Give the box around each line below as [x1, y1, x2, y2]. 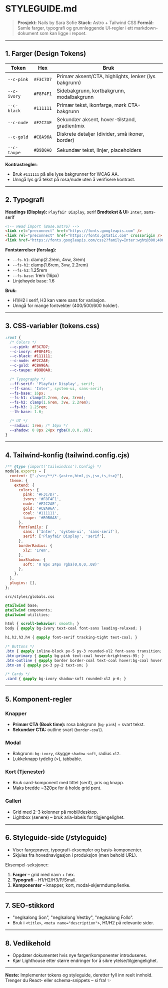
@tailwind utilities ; [5, 612, 50, 617]
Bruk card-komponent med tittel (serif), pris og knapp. [12, 780, 124, 786]
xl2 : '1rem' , [23, 548, 50, 553]
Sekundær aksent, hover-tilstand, [56, 116, 136, 123]
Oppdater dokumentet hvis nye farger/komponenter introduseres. [12, 952, 147, 958]
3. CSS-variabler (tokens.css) [5, 321, 100, 331]
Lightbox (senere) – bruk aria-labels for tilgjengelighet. [12, 814, 125, 820]
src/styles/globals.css [5, 594, 55, 599]
